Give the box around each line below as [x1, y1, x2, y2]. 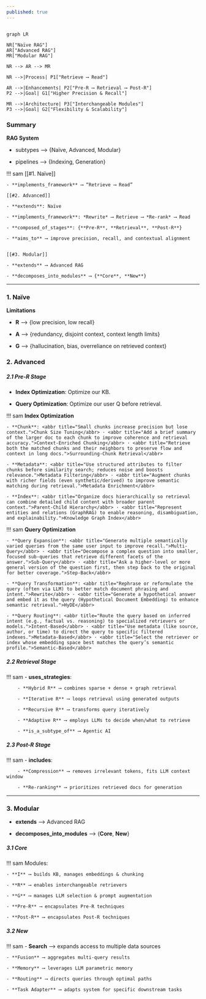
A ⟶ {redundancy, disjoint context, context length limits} [15, 330, 161, 338]
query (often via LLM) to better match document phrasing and [6, 586, 169, 592]
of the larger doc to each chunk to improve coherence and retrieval [6, 435, 188, 441]
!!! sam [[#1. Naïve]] [6, 170, 56, 177]
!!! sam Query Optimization [6, 526, 76, 533]
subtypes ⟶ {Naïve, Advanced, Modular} [15, 146, 121, 153]
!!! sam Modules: [6, 859, 48, 867]
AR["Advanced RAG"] [6, 47, 56, 53]
